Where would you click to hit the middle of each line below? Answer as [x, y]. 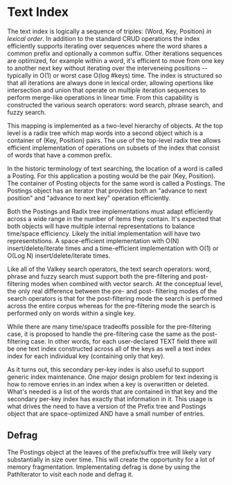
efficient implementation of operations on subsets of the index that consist [113, 148]
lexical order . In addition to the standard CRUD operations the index [104, 38]
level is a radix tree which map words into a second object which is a [105, 133]
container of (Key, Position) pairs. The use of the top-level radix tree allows [114, 140]
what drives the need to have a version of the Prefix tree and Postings [107, 406]
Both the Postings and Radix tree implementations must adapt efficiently [110, 211]
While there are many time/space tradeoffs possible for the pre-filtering [109, 326]
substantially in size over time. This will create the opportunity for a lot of [111, 459]
